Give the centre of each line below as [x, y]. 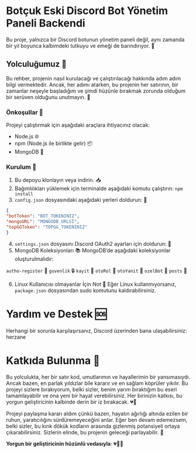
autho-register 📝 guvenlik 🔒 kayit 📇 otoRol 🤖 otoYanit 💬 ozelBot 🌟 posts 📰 [97, 271]
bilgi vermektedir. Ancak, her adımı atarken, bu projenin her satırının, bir [92, 84]
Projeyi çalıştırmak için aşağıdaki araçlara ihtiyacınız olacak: [78, 125]
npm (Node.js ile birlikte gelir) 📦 [54, 143]
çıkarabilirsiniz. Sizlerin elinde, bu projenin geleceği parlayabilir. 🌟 [85, 432]
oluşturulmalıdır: [34, 259]
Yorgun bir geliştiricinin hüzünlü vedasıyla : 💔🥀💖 [65, 444]
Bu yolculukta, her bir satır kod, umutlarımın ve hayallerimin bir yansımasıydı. [98, 377]
